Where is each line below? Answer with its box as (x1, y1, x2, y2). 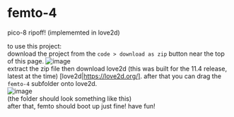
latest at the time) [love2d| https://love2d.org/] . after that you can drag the (7, 72, 221, 80)
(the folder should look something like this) (7, 94, 132, 103)
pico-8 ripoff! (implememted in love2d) (7, 28, 120, 37)
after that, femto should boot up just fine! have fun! (7, 101, 156, 110)
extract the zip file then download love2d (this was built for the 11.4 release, (7, 64, 228, 73)
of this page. (7, 56, 45, 65)
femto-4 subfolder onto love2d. (7, 79, 98, 87)
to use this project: (7, 42, 62, 50)
